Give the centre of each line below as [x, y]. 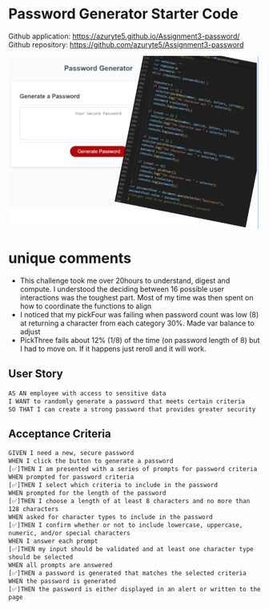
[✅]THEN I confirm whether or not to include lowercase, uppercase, [126, 526]
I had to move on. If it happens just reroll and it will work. [113, 349]
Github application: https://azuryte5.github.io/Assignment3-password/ [124, 36]
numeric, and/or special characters [69, 534]
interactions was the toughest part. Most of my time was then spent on [137, 297]
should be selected [41, 558]
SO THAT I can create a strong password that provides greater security [132, 409]
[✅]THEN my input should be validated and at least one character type [131, 550]
